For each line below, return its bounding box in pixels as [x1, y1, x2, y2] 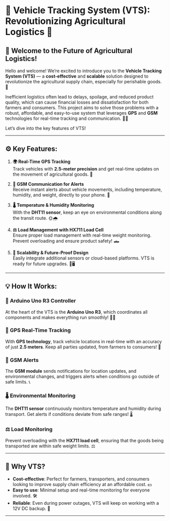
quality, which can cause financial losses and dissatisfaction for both [5, 99, 149, 105]
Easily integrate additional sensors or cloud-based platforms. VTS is [12, 255, 155, 261]
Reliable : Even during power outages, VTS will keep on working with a [12, 500, 159, 506]
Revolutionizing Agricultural [5, 15, 125, 27]
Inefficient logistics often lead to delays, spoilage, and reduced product [5, 94, 154, 100]
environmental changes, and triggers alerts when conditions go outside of [5, 373, 159, 380]
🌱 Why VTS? [5, 462, 46, 471]
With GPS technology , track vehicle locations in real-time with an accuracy [5, 338, 162, 344]
